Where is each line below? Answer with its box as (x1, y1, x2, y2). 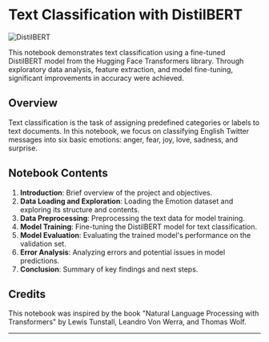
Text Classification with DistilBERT (8, 6, 243, 24)
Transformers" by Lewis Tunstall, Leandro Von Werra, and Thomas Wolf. (8, 317, 247, 327)
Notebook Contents (8, 167, 108, 180)
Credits (8, 287, 46, 301)
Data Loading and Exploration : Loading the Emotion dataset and (19, 196, 234, 206)
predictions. (19, 255, 60, 265)
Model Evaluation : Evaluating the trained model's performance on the (19, 230, 251, 239)
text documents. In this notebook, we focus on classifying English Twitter (8, 126, 250, 135)
